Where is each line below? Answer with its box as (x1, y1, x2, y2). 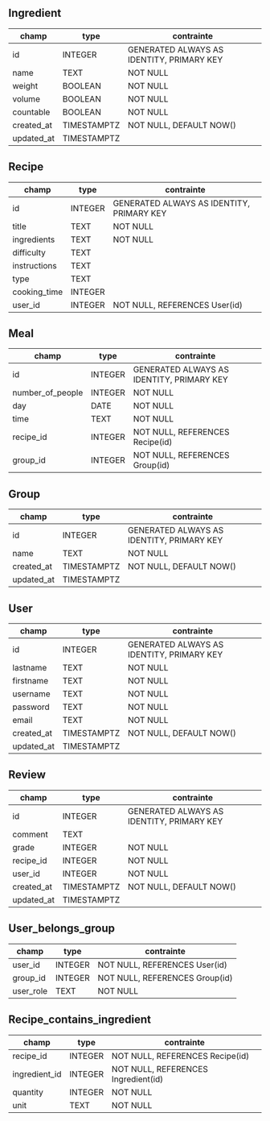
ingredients (12, 234, 55, 245)
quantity (12, 1086, 44, 1098)
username (12, 688, 51, 700)
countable (12, 106, 51, 118)
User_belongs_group (8, 922, 115, 936)
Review (8, 768, 47, 782)
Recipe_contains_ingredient (8, 1013, 151, 1027)
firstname (12, 675, 49, 687)
